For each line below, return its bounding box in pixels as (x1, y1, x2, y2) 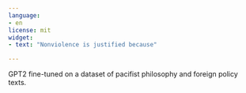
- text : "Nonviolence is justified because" (8, 41, 157, 49)
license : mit (8, 26, 51, 34)
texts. (8, 78, 27, 87)
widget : (8, 33, 34, 42)
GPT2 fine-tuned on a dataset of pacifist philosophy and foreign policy (8, 69, 239, 79)
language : (8, 11, 41, 20)
